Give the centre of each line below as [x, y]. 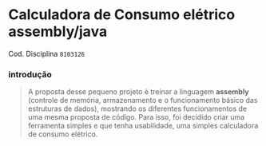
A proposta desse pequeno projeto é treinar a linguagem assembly [138, 92]
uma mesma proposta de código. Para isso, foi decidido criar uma [136, 117]
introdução [30, 74]
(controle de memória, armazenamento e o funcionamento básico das [143, 101]
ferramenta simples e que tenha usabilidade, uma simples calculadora [143, 126]
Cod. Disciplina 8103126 [47, 53]
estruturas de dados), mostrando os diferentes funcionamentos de [137, 109]
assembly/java [58, 32]
